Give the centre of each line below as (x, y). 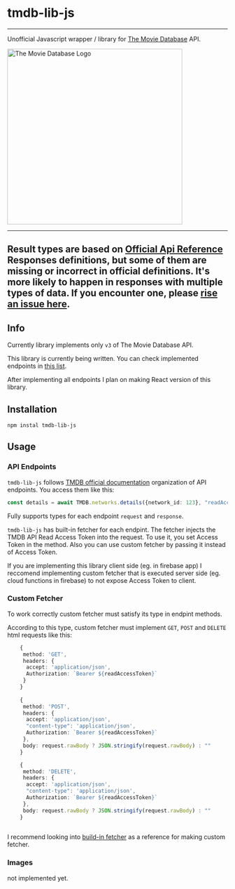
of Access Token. (33, 552)
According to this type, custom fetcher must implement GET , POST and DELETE (117, 627)
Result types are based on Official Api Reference (115, 250)
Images (20, 863)
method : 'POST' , (47, 706)
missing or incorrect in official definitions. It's (109, 271)
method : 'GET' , (45, 654)
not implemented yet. (38, 878)
